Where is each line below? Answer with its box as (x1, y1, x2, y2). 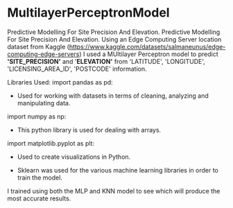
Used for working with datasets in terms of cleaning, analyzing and (17, 92, 209, 100)
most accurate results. (7, 194, 71, 202)
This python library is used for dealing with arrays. (17, 125, 162, 134)
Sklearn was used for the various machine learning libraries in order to (17, 166, 218, 174)
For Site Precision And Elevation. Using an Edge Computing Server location (7, 35, 222, 43)
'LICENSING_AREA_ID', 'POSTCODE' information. (7, 64, 147, 73)
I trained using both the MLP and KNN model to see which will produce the (7, 187, 221, 195)
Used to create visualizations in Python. (17, 153, 131, 161)
